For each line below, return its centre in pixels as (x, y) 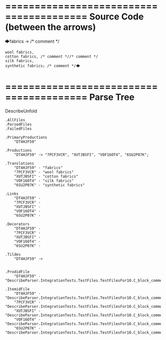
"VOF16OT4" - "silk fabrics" (44, 181)
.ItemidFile (17, 289)
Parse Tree (112, 97)
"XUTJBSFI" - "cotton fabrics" (46, 176)
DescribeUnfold (21, 111)
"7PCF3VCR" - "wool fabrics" (44, 172)
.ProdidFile (17, 272)
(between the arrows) (51, 27)
